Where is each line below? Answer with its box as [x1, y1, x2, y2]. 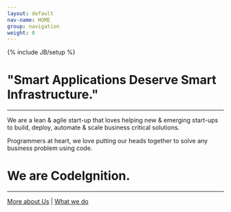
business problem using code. [7, 144, 93, 152]
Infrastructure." [7, 87, 99, 103]
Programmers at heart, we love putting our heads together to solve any [7, 137, 208, 145]
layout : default [7, 10, 54, 17]
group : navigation [7, 23, 60, 30]
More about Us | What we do [7, 198, 89, 206]
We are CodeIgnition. [7, 168, 131, 184]
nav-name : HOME [7, 17, 51, 23]
